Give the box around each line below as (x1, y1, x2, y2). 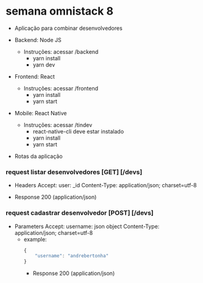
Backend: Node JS (14, 36, 62, 43)
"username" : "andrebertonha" (35, 253, 109, 259)
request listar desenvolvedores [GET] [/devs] (5, 168, 143, 176)
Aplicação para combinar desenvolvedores (14, 24, 123, 32)
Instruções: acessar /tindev (23, 121, 93, 129)
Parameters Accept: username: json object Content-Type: (14, 223, 160, 230)
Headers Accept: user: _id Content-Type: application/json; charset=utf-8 (14, 182, 197, 189)
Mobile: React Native (14, 109, 67, 116)
